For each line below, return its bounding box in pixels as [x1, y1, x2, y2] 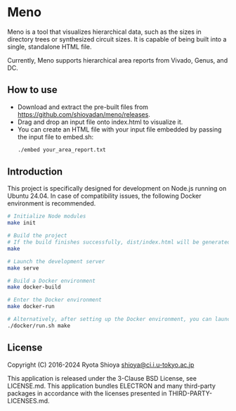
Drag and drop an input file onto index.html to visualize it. [17, 118, 183, 126]
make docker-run [7, 303, 55, 310]
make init [7, 220, 37, 227]
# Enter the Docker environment [7, 296, 102, 303]
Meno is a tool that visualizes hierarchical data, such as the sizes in [7, 27, 202, 36]
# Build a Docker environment [7, 277, 96, 284]
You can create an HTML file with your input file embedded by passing [17, 125, 222, 134]
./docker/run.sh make [7, 322, 71, 329]
